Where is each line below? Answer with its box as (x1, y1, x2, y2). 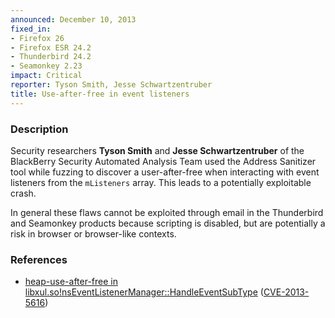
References (10, 252, 68, 266)
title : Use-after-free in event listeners (10, 89, 190, 99)
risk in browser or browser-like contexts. (10, 227, 177, 240)
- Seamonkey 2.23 (10, 61, 83, 71)
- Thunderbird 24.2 (10, 52, 92, 62)
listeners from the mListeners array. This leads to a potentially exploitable (10, 176, 312, 188)
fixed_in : (10, 24, 52, 34)
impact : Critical (10, 71, 83, 81)
